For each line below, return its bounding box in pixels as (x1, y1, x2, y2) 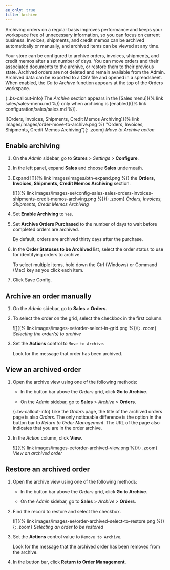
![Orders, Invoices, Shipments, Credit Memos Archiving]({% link (5, 116, 140, 122)
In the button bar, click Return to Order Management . (12, 559, 126, 565)
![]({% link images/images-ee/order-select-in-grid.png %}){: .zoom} (12, 325, 157, 332)
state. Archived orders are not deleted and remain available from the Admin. (5, 69, 165, 75)
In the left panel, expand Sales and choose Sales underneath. (12, 165, 143, 171)
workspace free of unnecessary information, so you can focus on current (5, 32, 160, 38)
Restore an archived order (5, 465, 90, 474)
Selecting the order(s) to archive (12, 331, 81, 337)
